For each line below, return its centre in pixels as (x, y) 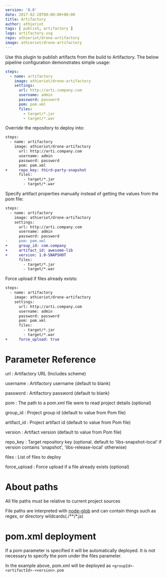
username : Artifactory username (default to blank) (58, 383)
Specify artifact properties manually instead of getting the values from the (82, 194)
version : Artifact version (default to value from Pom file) (63, 432)
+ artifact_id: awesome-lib (39, 250)
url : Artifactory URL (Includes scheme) (46, 374)
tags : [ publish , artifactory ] (39, 29)
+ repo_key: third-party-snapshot (46, 170)
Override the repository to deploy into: (45, 128)
